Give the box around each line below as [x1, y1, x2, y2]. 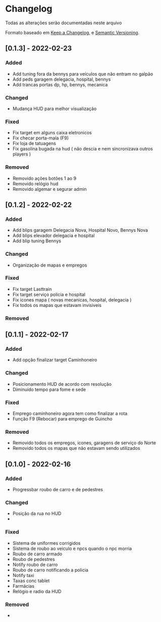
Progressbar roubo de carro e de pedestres [12, 486, 103, 492]
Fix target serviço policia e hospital [12, 291, 86, 297]
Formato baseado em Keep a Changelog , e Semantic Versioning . [5, 29, 140, 35]
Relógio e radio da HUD [12, 588, 62, 594]
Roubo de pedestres [12, 556, 55, 562]
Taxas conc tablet [12, 578, 50, 584]
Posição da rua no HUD [12, 510, 62, 516]
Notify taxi [12, 572, 34, 578]
